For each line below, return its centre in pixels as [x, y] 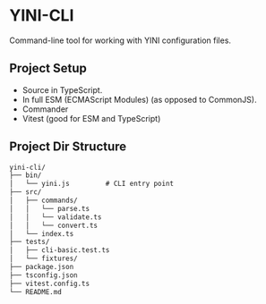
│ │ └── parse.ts [50, 208]
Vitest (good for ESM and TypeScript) [91, 118]
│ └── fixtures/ [43, 259]
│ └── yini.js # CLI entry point [92, 184]
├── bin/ [26, 175]
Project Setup [48, 68]
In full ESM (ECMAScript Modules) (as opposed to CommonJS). [139, 99]
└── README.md [36, 291]
